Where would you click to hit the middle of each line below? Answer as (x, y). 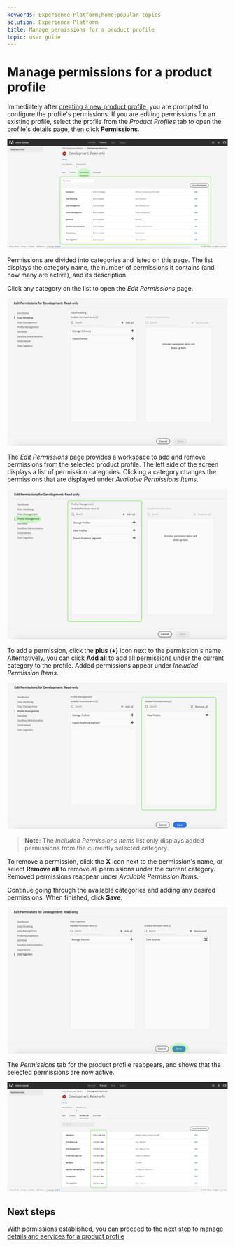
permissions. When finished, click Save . (65, 897)
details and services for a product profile (66, 1236)
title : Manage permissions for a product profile (81, 29)
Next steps (31, 1212)
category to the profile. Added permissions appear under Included (103, 665)
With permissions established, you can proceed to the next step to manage (115, 1229)
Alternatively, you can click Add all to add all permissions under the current (116, 658)
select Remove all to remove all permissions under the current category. (111, 869)
